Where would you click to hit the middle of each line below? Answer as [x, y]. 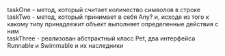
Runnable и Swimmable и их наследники [65, 46]
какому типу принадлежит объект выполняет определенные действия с [113, 24]
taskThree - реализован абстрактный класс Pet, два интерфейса [101, 38]
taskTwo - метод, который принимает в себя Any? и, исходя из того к [108, 17]
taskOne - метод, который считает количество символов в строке [104, 10]
